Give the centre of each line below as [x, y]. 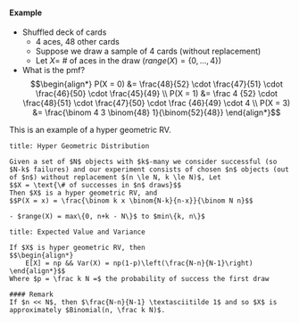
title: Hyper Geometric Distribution [79, 146]
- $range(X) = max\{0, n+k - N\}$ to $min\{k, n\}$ [107, 217]
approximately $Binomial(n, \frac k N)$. [87, 311]
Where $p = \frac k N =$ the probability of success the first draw [139, 279]
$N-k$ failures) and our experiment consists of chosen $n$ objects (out [149, 170]
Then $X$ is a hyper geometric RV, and [83, 193]
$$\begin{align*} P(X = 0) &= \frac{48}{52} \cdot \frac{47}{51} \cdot [156, 84]
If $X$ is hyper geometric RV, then [77, 248]
